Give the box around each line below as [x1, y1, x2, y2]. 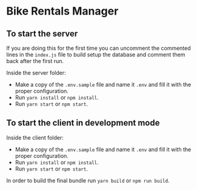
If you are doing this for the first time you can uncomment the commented [6, 44, 191, 52]
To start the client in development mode [6, 118, 160, 128]
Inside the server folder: [6, 69, 67, 76]
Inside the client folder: [6, 134, 64, 141]
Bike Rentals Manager [6, 4, 119, 18]
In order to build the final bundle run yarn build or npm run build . [6, 177, 170, 184]
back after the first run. [6, 58, 64, 64]
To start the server [6, 29, 78, 39]
